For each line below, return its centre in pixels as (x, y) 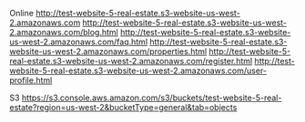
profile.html (31, 80)
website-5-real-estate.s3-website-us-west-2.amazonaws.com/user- (138, 70)
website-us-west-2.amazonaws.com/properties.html (108, 52)
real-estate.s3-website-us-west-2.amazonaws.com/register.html (131, 61)
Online (22, 13)
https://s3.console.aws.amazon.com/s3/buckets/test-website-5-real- (152, 98)
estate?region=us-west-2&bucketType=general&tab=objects (123, 107)
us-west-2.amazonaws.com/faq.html (79, 42)
